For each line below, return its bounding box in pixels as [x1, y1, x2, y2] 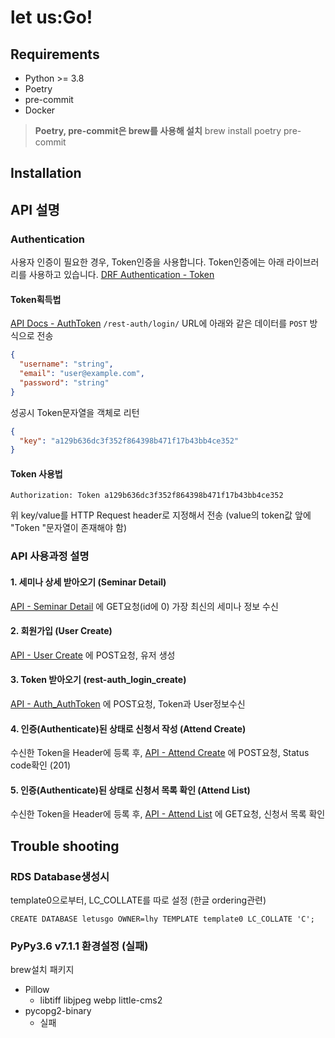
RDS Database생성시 [10, 869, 110, 883]
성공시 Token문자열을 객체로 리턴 [10, 406, 140, 418]
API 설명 [10, 201, 60, 218]
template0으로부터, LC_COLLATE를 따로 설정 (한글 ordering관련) [10, 894, 267, 906]
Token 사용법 [10, 467, 63, 480]
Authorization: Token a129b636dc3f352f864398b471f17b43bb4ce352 [10, 491, 284, 501]
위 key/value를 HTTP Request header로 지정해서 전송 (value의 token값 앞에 [10, 509, 312, 521]
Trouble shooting [10, 837, 120, 855]
